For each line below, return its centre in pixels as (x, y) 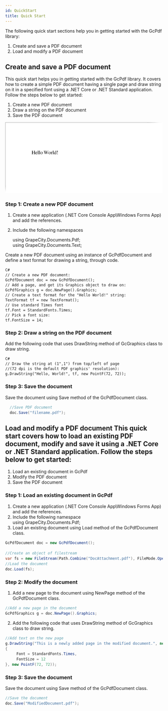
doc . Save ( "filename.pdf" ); (38, 412)
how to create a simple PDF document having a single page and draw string (83, 84)
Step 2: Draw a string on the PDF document (58, 333)
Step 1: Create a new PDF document (49, 204)
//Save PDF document (31, 407)
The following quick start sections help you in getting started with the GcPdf (83, 31)
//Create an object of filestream (41, 553)
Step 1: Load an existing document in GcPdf (59, 495)
